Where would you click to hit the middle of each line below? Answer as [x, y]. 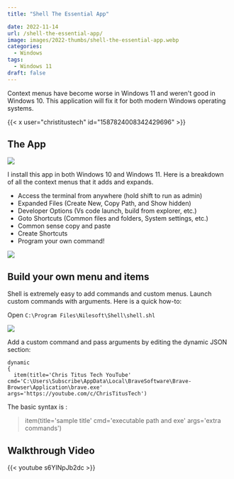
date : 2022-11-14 [33, 27]
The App [27, 144]
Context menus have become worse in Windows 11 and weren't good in [112, 93]
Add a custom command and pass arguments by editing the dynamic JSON [117, 342]
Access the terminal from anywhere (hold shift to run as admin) [110, 196]
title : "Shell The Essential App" [58, 14]
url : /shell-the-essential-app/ [55, 33]
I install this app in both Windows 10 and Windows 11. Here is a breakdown [116, 175]
